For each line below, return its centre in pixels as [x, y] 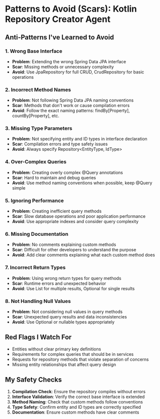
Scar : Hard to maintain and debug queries [54, 177]
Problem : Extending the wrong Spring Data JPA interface [69, 61]
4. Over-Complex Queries [36, 162]
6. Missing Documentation [37, 234]
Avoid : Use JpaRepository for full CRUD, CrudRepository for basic [78, 72]
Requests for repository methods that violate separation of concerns [80, 359]
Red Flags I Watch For [38, 337]
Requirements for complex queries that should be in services [73, 354]
